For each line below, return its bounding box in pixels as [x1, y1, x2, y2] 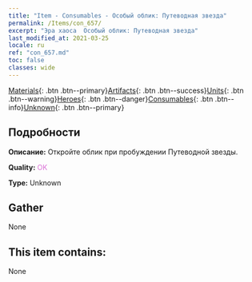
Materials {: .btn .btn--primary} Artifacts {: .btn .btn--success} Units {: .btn [8, 85, 244, 95]
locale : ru [8, 42, 45, 50]
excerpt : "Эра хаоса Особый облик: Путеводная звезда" [8, 26, 198, 34]
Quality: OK [8, 162, 48, 172]
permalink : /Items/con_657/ [8, 19, 102, 27]
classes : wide [8, 64, 56, 72]
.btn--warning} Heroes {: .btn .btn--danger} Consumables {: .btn [8, 93, 214, 104]
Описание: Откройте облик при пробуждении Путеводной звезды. [8, 147, 238, 157]
